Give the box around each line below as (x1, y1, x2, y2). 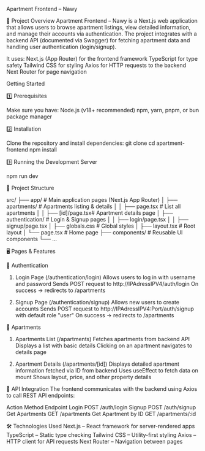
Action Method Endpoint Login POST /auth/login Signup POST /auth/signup (6, 404, 196, 411)
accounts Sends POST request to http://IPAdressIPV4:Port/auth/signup (15, 305, 195, 312)
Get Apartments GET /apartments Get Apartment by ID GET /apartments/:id (6, 411, 196, 417)
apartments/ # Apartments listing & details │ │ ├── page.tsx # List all (6, 202, 181, 210)
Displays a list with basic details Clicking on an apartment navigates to (15, 342, 193, 349)
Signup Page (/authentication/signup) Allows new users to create (15, 299, 179, 306)
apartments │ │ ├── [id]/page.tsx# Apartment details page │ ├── (6, 209, 173, 217)
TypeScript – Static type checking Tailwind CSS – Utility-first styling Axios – (6, 431, 196, 438)
